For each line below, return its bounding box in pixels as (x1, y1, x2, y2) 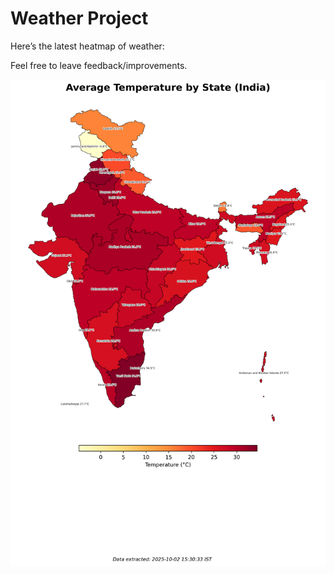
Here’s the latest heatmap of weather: (10, 40, 165, 52)
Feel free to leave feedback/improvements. (10, 59, 188, 71)
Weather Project (10, 7, 149, 30)
